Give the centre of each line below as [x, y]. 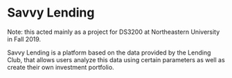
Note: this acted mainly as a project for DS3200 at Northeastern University [114, 32]
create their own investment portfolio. [61, 67]
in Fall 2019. [24, 39]
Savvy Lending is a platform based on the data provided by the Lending [109, 52]
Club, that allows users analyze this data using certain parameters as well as [116, 59]
